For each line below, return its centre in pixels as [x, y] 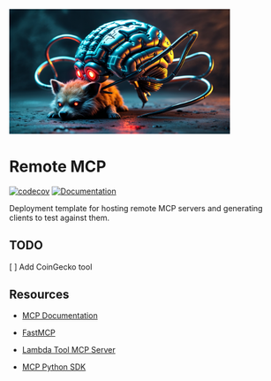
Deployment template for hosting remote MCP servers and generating [136, 208]
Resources [39, 294]
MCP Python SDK [54, 367]
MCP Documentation [60, 316]
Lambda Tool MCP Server [69, 350]
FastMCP [38, 333]
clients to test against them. [60, 217]
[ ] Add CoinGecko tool [51, 267]
